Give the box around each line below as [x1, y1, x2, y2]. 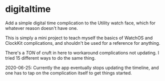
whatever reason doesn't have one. [5, 25, 78, 31]
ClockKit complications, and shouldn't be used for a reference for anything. [5, 40, 160, 46]
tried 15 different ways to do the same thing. [5, 55, 96, 61]
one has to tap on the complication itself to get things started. [5, 70, 132, 76]
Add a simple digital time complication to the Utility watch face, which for [5, 20, 156, 26]
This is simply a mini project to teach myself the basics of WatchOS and [5, 35, 153, 41]
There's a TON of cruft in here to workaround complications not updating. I [5, 50, 159, 56]
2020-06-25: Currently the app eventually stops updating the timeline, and [5, 65, 159, 71]
